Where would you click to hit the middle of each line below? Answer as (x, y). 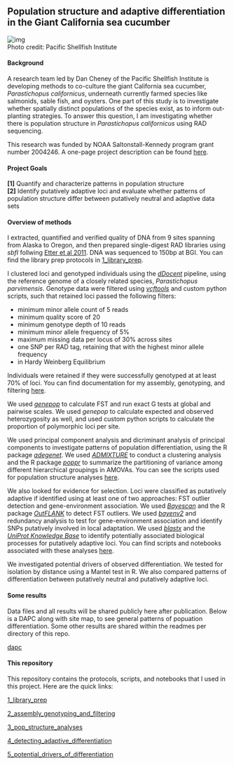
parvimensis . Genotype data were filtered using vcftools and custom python (117, 289)
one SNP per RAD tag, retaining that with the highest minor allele (111, 347)
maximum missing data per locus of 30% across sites (95, 339)
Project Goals (27, 168)
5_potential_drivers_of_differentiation (61, 754)
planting (19, 116)
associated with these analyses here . (61, 551)
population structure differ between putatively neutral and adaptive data (111, 199)
